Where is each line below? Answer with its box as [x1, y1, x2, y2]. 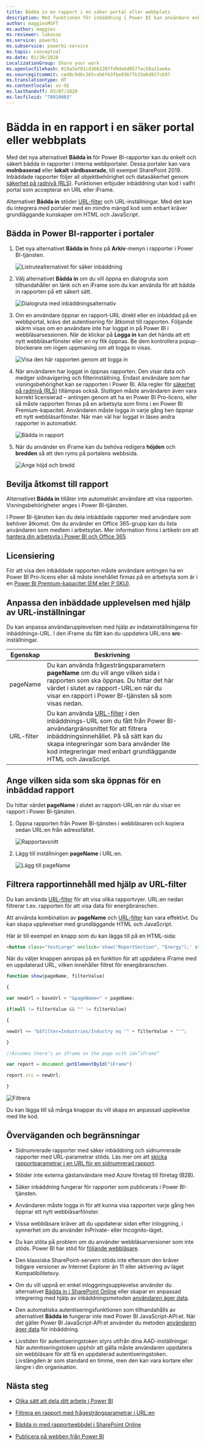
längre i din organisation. [15, 1363, 78, 1370]
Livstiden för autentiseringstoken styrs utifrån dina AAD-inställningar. [15, 1337, 189, 1345]
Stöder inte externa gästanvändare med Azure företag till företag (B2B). [15, 1171, 195, 1179]
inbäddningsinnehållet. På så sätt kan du [46, 732, 163, 740]
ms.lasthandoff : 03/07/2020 [6, 89, 78, 95]
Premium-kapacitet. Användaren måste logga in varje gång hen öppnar [15, 407, 194, 414]
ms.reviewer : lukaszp [6, 32, 62, 38]
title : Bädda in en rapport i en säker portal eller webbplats [6, 9, 171, 15]
